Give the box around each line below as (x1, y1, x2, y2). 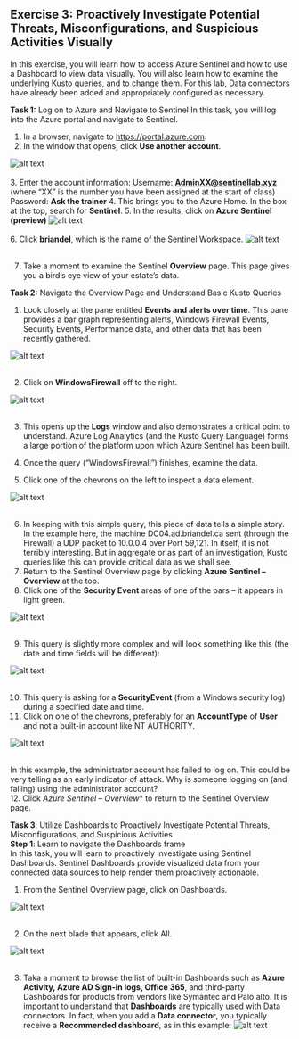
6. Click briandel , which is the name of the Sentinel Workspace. (10, 234, 244, 244)
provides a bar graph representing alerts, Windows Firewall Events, (22, 314, 270, 325)
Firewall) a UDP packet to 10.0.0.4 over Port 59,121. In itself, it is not (22, 537, 270, 548)
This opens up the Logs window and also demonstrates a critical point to (22, 421, 290, 432)
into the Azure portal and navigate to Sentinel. (10, 113, 179, 124)
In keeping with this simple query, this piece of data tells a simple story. (22, 518, 286, 529)
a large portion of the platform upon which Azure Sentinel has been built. (22, 440, 290, 450)
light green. (22, 594, 66, 605)
